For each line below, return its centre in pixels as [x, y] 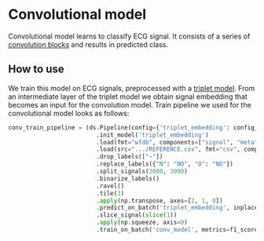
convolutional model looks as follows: [69, 113]
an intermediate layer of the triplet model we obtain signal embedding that [128, 97]
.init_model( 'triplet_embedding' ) [152, 135]
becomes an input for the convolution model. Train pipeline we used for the [130, 104]
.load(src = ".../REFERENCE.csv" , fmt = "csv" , [168, 150]
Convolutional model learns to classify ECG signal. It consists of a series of [129, 36]
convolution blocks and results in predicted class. [88, 44]
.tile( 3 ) [110, 193]
